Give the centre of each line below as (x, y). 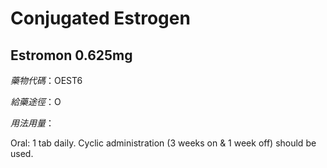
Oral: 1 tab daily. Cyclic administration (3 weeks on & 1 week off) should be (163, 143)
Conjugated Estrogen (100, 18)
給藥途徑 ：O (36, 101)
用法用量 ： (32, 123)
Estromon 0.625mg (71, 55)
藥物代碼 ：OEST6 (46, 80)
